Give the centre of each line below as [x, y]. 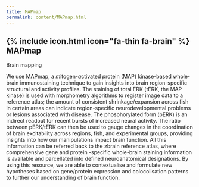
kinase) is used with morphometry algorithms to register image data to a [95, 95]
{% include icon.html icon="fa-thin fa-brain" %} [98, 41]
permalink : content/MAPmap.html [46, 17]
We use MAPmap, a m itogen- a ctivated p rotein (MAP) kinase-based [89, 77]
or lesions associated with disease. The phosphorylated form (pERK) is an [97, 114]
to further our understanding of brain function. [63, 178]
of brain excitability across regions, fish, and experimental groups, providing [99, 133]
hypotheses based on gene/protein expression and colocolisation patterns [97, 172]
